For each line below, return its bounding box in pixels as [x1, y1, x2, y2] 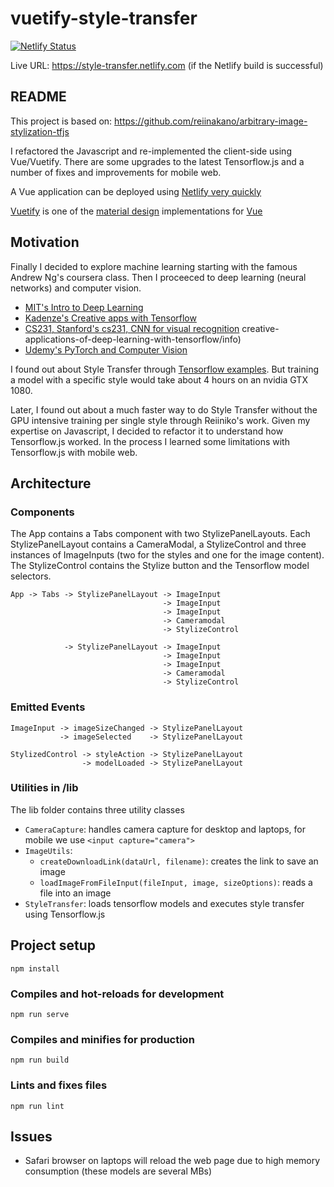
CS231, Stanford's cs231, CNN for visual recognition [24, 322, 240, 334]
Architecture [10, 475, 92, 492]
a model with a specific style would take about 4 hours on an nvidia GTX [10, 373, 308, 386]
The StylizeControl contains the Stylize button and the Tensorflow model [10, 560, 310, 572]
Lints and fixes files [10, 1078, 108, 1092]
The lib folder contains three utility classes [10, 803, 185, 816]
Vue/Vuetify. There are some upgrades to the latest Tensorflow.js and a [10, 155, 305, 167]
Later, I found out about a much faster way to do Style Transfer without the [10, 403, 318, 416]
